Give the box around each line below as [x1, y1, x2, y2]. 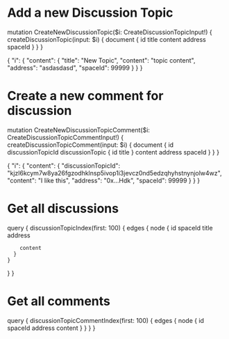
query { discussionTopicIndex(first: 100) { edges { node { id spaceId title [7, 223, 213, 232]
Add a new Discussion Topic [7, 5, 173, 21]
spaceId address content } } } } [7, 324, 96, 332]
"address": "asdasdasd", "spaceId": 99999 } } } [7, 63, 143, 72]
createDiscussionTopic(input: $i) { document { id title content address [7, 35, 206, 43]
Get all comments [7, 294, 111, 309]
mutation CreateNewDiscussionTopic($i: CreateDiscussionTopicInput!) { [7, 28, 213, 36]
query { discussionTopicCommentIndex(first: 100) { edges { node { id [7, 316, 205, 324]
